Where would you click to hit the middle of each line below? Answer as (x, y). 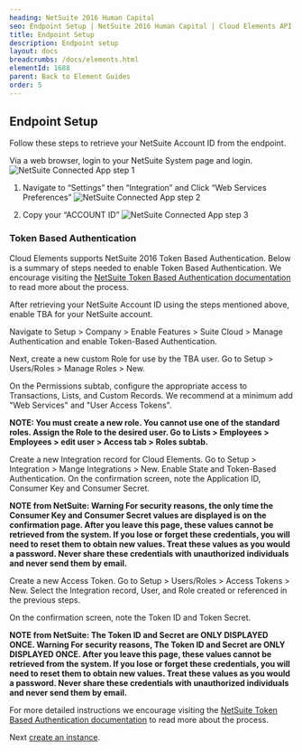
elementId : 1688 (40, 69)
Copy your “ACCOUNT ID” (71, 215)
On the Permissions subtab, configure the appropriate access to (128, 386)
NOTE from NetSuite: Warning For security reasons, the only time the (141, 505)
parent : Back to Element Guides (70, 77)
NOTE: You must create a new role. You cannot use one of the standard (145, 422)
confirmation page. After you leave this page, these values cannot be (142, 524)
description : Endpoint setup (64, 43)
